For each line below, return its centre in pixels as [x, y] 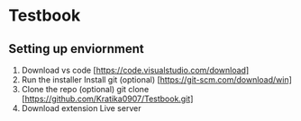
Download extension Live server [81, 108]
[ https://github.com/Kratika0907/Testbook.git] [107, 99]
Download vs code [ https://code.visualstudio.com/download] [135, 70]
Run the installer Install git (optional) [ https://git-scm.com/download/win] [156, 80]
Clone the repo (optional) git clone [85, 89]
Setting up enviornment [77, 49]
